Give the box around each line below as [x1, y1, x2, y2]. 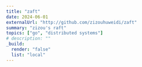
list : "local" [11, 52, 46, 58]
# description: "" [6, 36, 51, 41]
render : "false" [11, 47, 51, 52]
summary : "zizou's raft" [6, 24, 67, 31]
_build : [6, 41, 25, 47]
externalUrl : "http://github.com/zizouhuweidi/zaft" [6, 19, 137, 25]
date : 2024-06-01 [6, 14, 49, 20]
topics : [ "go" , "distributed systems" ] [6, 30, 103, 36]
